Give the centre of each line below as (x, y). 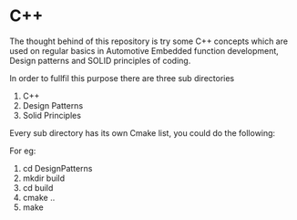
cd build (38, 187)
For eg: (23, 151)
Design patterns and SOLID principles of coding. (100, 60)
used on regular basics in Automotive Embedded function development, (144, 50)
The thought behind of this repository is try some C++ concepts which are (149, 41)
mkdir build (44, 178)
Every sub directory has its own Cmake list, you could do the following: (143, 132)
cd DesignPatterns (57, 168)
